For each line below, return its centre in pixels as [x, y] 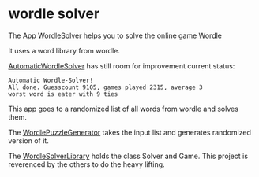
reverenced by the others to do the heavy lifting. [86, 164]
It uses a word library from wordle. [64, 50]
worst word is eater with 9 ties [63, 94]
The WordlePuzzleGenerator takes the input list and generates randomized [129, 132]
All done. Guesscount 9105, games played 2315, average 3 [105, 87]
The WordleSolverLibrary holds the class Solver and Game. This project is [128, 156]
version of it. [28, 140]
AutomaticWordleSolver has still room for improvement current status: [122, 66]
